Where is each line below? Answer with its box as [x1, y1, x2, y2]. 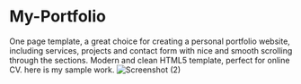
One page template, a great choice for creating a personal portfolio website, [9, 36, 290, 46]
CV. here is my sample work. [9, 64, 115, 75]
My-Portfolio [9, 6, 106, 27]
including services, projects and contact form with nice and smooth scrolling [9, 45, 293, 55]
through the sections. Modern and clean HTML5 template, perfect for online [9, 55, 290, 65]
